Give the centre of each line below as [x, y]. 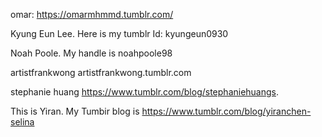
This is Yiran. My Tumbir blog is [75, 111]
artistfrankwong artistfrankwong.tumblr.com [101, 72]
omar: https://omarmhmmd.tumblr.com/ [92, 14]
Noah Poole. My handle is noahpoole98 [91, 53]
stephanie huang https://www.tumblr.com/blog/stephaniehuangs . [145, 92]
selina [22, 122]
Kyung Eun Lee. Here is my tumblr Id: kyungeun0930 [119, 33]
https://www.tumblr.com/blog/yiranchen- [226, 111]
